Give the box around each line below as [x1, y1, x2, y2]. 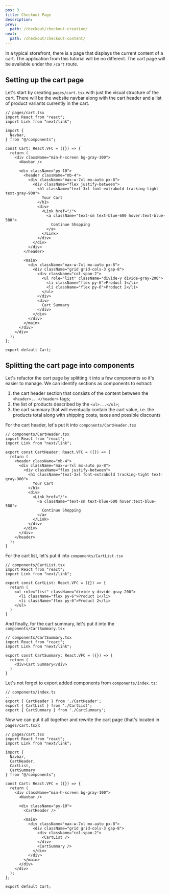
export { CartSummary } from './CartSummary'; [5, 707, 106, 712]
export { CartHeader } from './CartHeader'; [5, 699, 102, 704]
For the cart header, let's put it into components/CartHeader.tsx [5, 421, 137, 428]
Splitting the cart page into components [5, 361, 135, 370]
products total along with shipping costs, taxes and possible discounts [12, 412, 161, 418]
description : [5, 17, 33, 22]
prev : [5, 21, 17, 27]
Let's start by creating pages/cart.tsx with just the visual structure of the [5, 89, 159, 95]
